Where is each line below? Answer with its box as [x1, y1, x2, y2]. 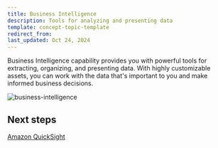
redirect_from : [7, 30, 53, 38]
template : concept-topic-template [7, 23, 110, 31]
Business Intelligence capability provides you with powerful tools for [7, 56, 207, 65]
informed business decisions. [7, 79, 94, 88]
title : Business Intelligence [7, 10, 97, 18]
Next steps [7, 113, 57, 125]
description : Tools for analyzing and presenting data [7, 17, 173, 24]
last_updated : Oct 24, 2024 [7, 37, 91, 44]
